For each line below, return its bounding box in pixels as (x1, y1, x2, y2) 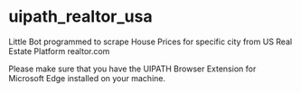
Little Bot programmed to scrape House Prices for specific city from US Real (8, 36, 293, 47)
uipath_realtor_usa (8, 6, 153, 27)
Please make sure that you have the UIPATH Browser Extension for (8, 63, 257, 74)
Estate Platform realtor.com (8, 45, 110, 56)
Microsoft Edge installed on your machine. (8, 72, 166, 83)
